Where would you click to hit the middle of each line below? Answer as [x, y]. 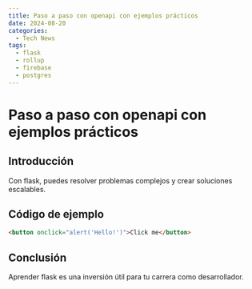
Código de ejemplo [56, 214]
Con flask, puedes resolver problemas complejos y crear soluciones [120, 180]
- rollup [30, 61]
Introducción [41, 161]
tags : [17, 46]
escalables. [27, 189]
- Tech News [36, 38]
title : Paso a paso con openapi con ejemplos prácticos [103, 16]
